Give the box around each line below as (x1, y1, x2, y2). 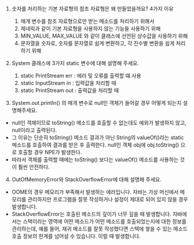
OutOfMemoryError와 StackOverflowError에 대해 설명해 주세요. (11, 176, 162, 183)
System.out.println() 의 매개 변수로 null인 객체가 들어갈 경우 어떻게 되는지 (11, 100, 182, 106)
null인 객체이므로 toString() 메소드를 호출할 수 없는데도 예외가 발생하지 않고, (11, 120, 187, 126)
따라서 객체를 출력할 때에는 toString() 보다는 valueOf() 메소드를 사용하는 (11, 156, 179, 163)
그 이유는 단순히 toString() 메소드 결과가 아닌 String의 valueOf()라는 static (11, 134, 185, 141)
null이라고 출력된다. (11, 127, 57, 134)
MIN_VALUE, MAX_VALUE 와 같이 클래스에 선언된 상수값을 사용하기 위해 (20, 32, 188, 39)
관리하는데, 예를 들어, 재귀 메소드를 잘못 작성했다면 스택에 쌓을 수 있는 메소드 (11, 226, 188, 232)
